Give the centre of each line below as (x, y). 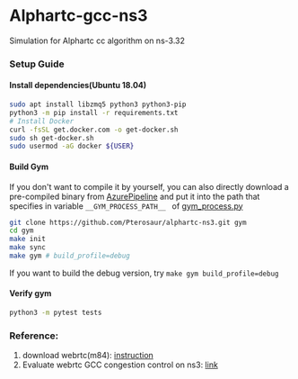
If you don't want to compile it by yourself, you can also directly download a (149, 186)
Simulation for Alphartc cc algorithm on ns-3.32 (97, 41)
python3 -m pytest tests (56, 313)
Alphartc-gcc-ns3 (79, 16)
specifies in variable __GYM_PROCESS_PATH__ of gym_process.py (127, 206)
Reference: (34, 336)
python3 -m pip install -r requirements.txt (94, 113)
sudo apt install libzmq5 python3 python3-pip (98, 104)
